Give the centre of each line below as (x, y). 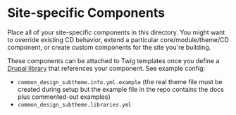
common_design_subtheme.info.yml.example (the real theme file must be (120, 81)
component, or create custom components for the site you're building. (109, 47)
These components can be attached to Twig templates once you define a (113, 60)
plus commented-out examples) (64, 97)
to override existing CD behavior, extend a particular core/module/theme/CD (118, 39)
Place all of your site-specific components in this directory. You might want (116, 32)
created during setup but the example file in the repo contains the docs (120, 89)
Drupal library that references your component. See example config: (106, 68)
